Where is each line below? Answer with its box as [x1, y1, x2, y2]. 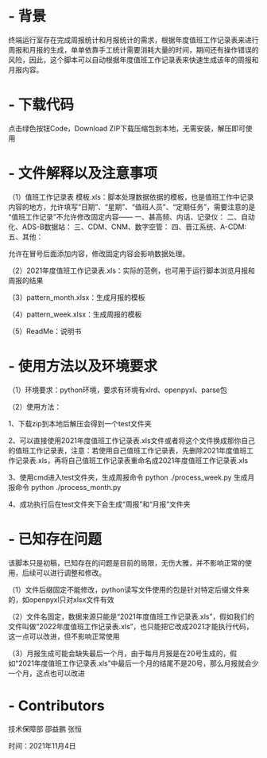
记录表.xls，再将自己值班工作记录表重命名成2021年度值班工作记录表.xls [14, 455, 249, 465]
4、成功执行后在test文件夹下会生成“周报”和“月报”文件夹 [8, 499, 191, 509]
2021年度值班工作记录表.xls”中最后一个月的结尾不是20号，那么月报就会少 [18, 658, 259, 668]
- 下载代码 [8, 96, 74, 114]
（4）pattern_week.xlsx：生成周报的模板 [8, 309, 142, 319]
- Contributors [8, 697, 105, 714]
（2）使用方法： [8, 402, 62, 411]
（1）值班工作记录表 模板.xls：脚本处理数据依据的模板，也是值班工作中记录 [8, 192, 254, 201]
